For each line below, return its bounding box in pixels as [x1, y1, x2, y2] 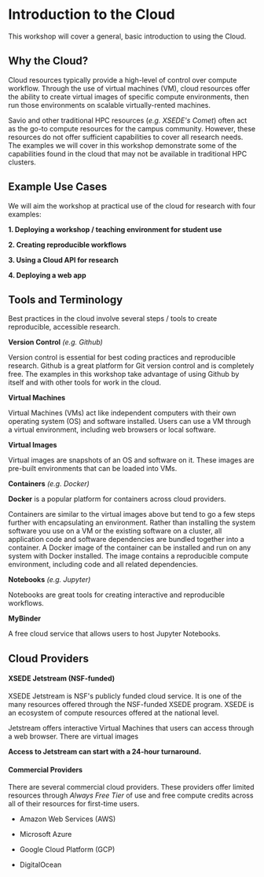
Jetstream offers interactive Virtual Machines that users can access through [8, 723, 255, 732]
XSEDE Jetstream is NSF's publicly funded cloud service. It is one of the [8, 691, 242, 701]
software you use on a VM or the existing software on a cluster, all [8, 526, 222, 536]
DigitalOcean [19, 860, 62, 870]
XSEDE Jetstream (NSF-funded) [8, 674, 115, 684]
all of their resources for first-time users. [8, 799, 140, 809]
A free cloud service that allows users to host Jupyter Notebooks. [8, 629, 222, 639]
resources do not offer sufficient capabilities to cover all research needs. [8, 132, 244, 142]
